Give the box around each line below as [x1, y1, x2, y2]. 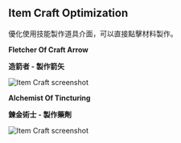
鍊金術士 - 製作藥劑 [8, 109, 72, 119]
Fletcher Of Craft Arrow [8, 44, 88, 55]
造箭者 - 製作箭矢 [8, 61, 65, 71]
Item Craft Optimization [8, 6, 129, 20]
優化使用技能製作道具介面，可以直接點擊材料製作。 [8, 28, 178, 39]
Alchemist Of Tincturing [8, 92, 91, 103]
